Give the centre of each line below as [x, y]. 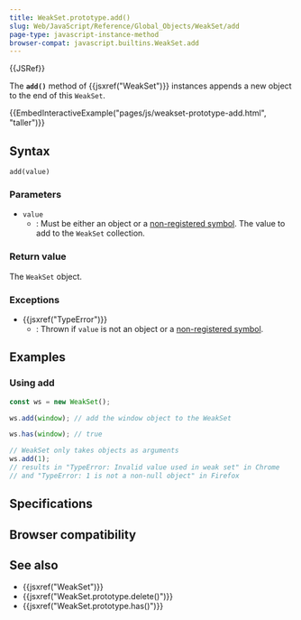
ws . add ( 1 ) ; [30, 459]
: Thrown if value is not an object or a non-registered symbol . [150, 329]
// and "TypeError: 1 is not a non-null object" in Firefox [125, 476]
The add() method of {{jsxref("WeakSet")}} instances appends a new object [150, 86]
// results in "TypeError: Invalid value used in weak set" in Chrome [145, 467]
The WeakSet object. [46, 276]
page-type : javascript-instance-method [84, 34]
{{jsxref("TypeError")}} [65, 319]
